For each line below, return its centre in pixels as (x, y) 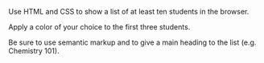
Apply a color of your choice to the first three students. (99, 27)
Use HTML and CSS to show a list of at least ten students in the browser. (129, 12)
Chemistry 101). (34, 51)
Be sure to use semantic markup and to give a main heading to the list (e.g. (132, 42)
